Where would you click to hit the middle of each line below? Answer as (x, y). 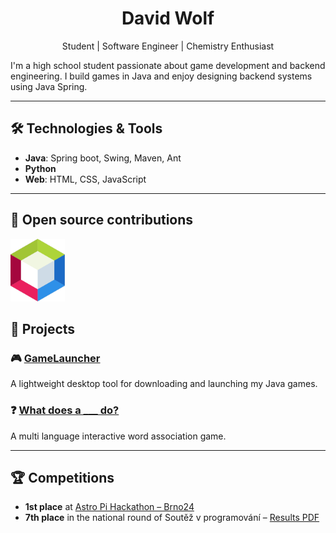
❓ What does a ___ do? (65, 410)
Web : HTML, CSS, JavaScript (85, 179)
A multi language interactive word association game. (118, 436)
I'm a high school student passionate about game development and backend (168, 65)
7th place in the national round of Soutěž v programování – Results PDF (172, 518)
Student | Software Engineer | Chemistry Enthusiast (168, 46)
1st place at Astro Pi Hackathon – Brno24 (109, 507)
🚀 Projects (43, 328)
